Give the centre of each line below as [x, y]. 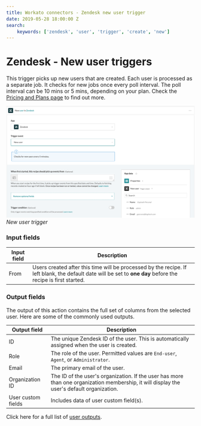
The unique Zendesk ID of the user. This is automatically [120, 339]
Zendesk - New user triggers [79, 62]
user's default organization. [84, 389]
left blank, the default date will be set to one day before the [105, 273]
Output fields [26, 297]
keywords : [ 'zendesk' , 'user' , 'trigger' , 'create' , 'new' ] [93, 32]
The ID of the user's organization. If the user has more [117, 376]
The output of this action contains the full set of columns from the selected [98, 310]
